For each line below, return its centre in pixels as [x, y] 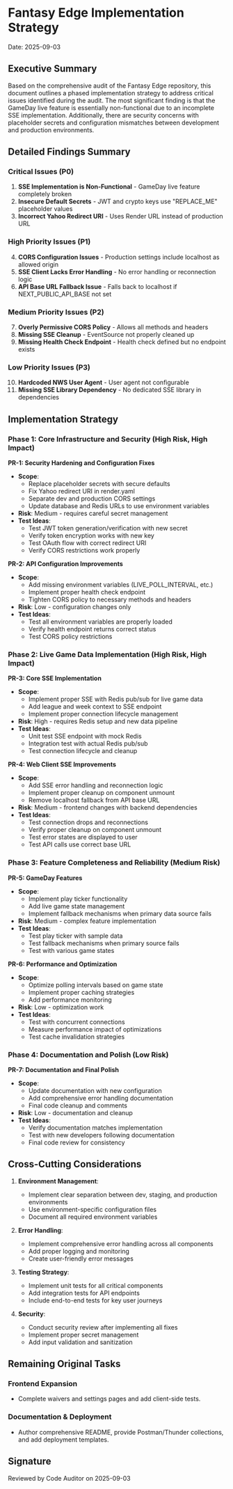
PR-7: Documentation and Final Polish [64, 1069]
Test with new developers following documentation [101, 1135]
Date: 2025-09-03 [34, 47]
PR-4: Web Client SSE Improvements [62, 764]
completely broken [45, 194]
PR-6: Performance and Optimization [63, 964]
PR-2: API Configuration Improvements [66, 564]
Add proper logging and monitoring [79, 1251]
